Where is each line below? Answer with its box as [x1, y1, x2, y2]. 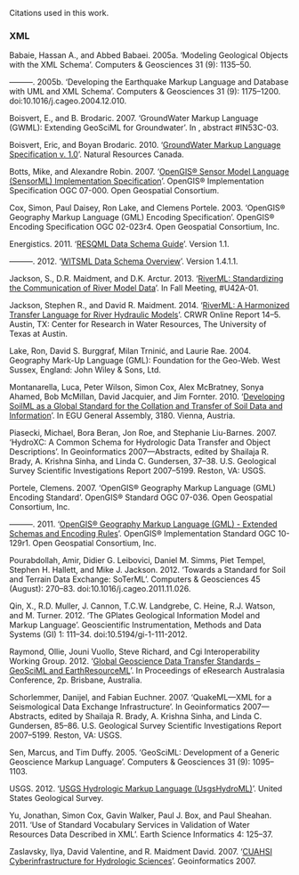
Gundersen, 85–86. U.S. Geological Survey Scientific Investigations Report [9, 721, 282, 732]
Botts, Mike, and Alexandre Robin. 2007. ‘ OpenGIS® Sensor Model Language [9, 167, 289, 177]
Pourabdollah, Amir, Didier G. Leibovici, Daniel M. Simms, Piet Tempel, [9, 555, 266, 566]
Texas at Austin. [9, 329, 69, 339]
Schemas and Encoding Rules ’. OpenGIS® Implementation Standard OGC [9, 528, 277, 539]
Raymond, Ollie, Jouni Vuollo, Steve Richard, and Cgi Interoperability [9, 646, 261, 658]
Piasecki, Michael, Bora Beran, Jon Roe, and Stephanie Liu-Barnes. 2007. [9, 428, 278, 438]
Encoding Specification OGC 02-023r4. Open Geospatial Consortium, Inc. [9, 222, 280, 233]
